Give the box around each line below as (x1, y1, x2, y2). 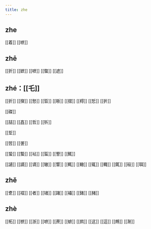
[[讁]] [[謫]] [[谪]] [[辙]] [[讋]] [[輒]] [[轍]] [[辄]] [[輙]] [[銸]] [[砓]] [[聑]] (5, 161, 147, 167)
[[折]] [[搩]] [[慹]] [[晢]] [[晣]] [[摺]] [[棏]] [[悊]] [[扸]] (5, 98, 111, 104)
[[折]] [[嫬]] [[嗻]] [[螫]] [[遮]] (5, 68, 63, 74)
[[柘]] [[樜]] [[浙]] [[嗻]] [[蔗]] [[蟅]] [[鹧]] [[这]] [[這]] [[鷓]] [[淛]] (5, 218, 135, 224)
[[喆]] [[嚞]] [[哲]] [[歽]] (5, 119, 52, 125)
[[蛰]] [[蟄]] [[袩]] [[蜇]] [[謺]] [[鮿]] (5, 151, 76, 157)
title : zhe (5, 7, 28, 12)
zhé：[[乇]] (5, 84, 40, 92)
